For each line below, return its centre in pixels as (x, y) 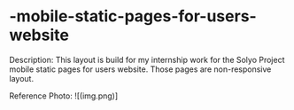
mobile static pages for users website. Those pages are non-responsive (140, 69)
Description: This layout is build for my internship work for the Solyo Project (147, 59)
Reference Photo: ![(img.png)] (64, 96)
